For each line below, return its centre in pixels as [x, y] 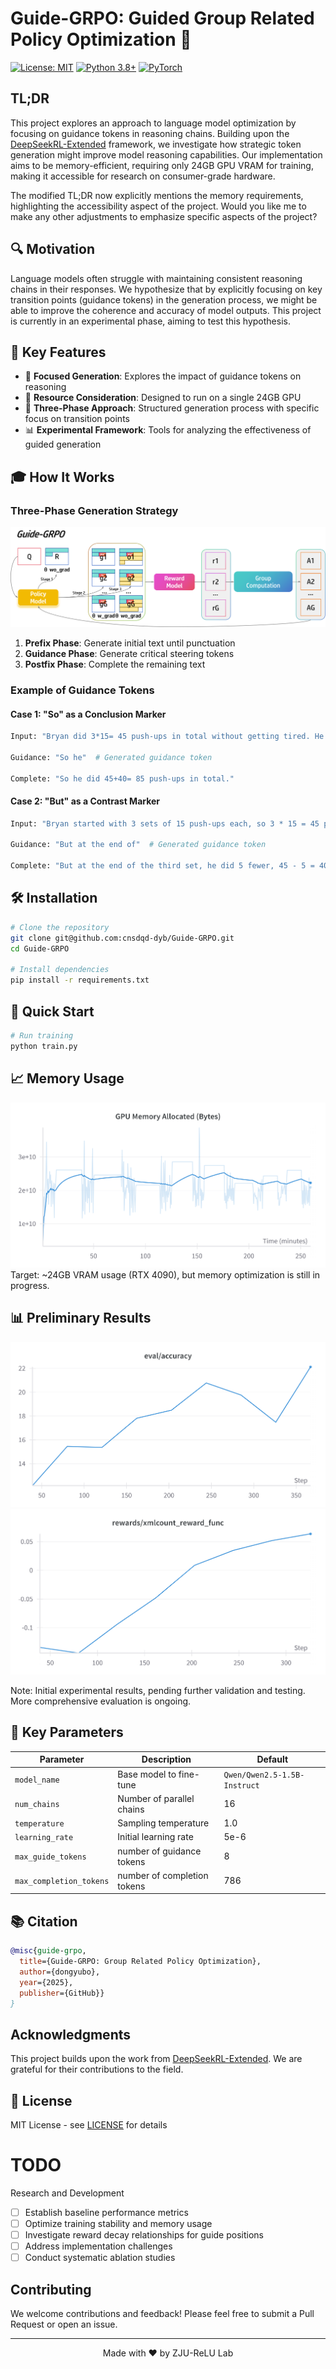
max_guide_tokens [50, 1857]
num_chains [37, 1805]
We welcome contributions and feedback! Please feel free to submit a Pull [162, 2314]
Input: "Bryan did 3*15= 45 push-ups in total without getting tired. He [167, 737]
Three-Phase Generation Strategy [94, 510]
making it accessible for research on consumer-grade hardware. [143, 176]
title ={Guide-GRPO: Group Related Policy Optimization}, [140, 1962]
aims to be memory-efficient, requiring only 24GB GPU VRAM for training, [162, 165]
